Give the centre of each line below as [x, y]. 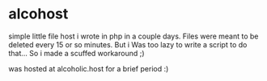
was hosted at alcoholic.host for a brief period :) [89, 68]
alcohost [38, 14]
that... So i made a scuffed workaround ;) [76, 53]
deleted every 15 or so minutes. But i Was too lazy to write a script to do [128, 44]
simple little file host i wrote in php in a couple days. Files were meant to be [133, 36]
